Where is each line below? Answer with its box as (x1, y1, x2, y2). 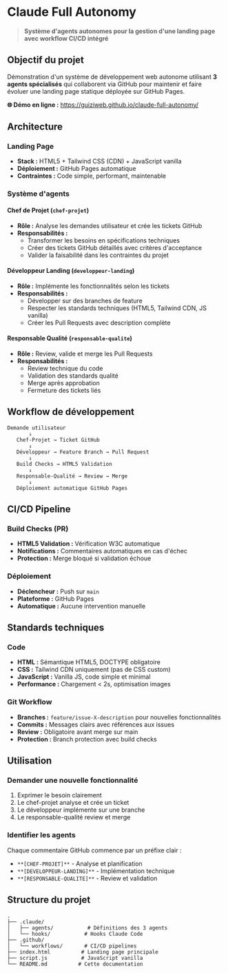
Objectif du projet (7, 54, 85, 66)
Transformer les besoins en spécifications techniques (27, 236, 180, 245)
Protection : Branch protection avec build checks (17, 735, 157, 743)
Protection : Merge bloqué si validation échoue (17, 554, 152, 562)
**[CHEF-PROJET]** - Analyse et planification (17, 859, 143, 868)
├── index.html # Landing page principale (7, 948, 158, 955)
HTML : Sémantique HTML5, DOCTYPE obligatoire (17, 658, 160, 666)
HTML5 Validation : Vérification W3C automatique (17, 540, 160, 548)
